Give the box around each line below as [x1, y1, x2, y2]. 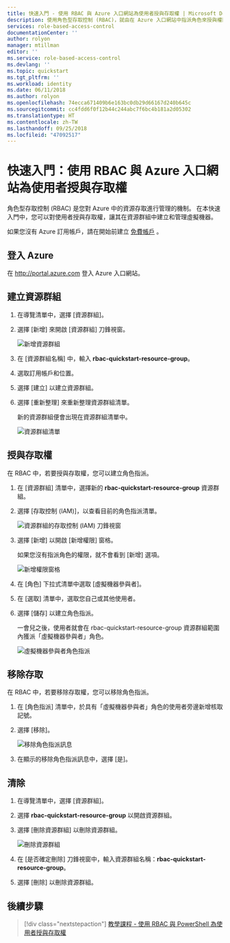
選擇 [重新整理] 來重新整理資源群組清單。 [16, 398, 133, 406]
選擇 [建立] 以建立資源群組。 [16, 383, 97, 391]
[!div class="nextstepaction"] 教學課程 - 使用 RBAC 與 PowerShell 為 [23, 920, 217, 928]
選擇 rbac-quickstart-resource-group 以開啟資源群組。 [16, 811, 176, 819]
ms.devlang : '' [7, 61, 51, 68]
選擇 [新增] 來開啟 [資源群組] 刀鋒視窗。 [16, 325, 129, 333]
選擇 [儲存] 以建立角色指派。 [16, 609, 97, 617]
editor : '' [7, 49, 38, 56]
